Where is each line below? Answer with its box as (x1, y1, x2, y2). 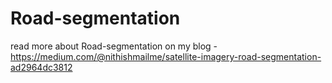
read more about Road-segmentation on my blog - (10, 40, 218, 52)
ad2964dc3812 (10, 61, 73, 73)
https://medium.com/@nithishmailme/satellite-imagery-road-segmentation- (10, 50, 322, 62)
